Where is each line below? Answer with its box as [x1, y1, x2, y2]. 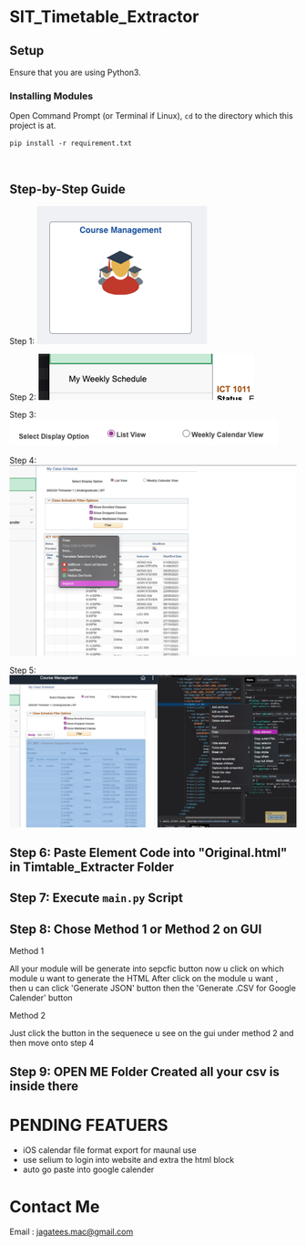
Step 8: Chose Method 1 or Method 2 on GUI [9, 921, 262, 937]
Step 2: [9, 392, 36, 403]
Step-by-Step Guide [9, 181, 126, 197]
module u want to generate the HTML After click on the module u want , [9, 973, 279, 984]
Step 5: [9, 665, 36, 676]
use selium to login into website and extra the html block [22, 1155, 235, 1166]
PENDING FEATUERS [9, 1115, 168, 1136]
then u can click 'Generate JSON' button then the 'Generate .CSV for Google [9, 983, 296, 994]
